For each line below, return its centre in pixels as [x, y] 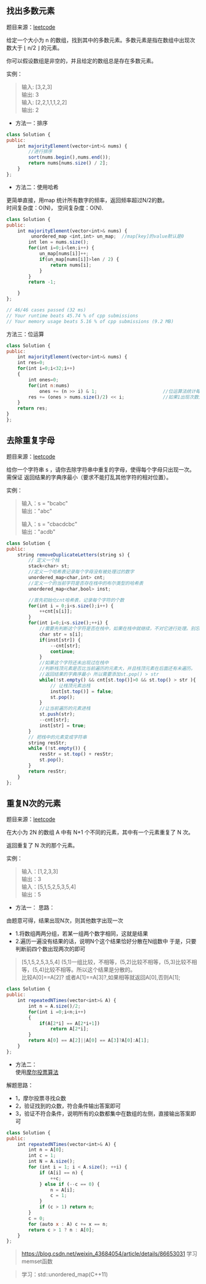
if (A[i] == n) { [61, 1173]
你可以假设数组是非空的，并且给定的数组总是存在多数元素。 [82, 61]
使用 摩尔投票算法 [37, 1072]
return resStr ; [48, 771]
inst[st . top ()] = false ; [82, 691]
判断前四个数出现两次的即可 [50, 949]
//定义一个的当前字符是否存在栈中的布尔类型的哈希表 [86, 583]
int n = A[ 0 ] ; [46, 1150]
